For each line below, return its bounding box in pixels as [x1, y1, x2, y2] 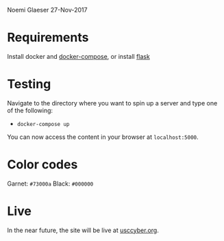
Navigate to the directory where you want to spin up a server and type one [7, 99, 218, 107]
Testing [7, 77, 51, 92]
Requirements [7, 30, 89, 45]
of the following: [7, 106, 53, 114]
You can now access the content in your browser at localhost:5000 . [7, 133, 199, 141]
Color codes [7, 157, 78, 173]
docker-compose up [16, 120, 70, 127]
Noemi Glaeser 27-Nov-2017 [7, 6, 88, 14]
